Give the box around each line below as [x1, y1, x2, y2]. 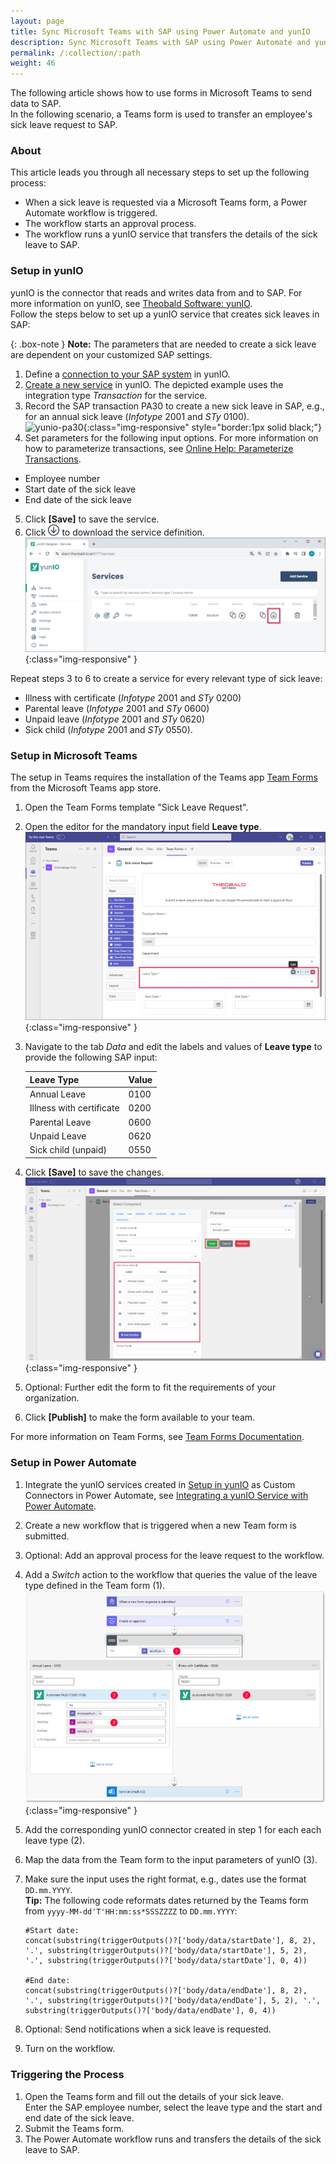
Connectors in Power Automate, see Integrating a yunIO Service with [24, 1489, 309, 1501]
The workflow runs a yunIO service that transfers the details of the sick [24, 228, 318, 240]
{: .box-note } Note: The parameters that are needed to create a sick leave [10, 338, 317, 350]
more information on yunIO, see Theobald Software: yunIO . [10, 297, 253, 309]
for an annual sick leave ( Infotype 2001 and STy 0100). [24, 410, 250, 422]
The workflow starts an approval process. [24, 218, 197, 230]
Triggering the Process [10, 2068, 125, 2082]
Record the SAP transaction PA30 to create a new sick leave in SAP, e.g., [24, 400, 325, 412]
